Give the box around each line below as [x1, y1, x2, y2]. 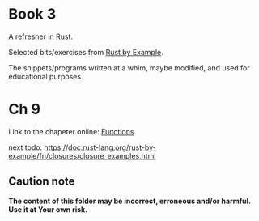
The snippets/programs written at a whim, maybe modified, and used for [8, 62, 250, 73]
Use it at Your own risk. [8, 204, 88, 215]
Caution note [8, 175, 75, 189]
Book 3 [8, 5, 57, 23]
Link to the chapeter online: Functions [8, 126, 134, 136]
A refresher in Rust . [8, 32, 74, 41]
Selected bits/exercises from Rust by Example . [8, 47, 163, 57]
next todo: [8, 142, 43, 152]
